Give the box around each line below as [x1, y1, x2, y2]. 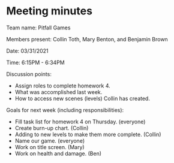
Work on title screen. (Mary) [14, 143, 85, 150]
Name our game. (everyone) [14, 137, 85, 144]
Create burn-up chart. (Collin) [14, 124, 89, 131]
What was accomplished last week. [14, 88, 103, 95]
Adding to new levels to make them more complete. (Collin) [14, 131, 161, 138]
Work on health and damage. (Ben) [14, 150, 102, 157]
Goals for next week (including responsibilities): [6, 106, 124, 113]
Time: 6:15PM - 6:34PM [6, 59, 65, 66]
